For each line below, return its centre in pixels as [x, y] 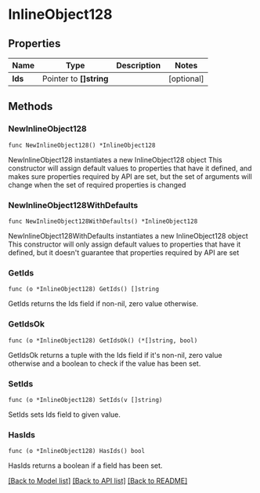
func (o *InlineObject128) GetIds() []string [83, 289]
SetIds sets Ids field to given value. [65, 414]
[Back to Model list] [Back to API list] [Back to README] [98, 481]
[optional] [186, 79]
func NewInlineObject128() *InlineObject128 [82, 145]
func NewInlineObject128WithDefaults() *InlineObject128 [103, 221]
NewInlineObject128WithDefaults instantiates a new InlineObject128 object [128, 236]
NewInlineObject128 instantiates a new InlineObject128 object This [115, 159]
